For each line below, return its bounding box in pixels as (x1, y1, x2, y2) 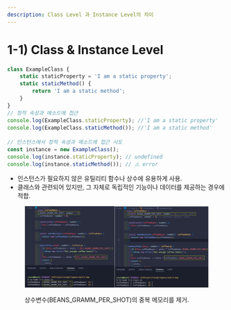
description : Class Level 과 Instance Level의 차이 (7, 11, 154, 18)
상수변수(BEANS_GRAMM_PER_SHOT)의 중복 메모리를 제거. (24, 295, 189, 304)
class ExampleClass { (7, 66, 70, 73)
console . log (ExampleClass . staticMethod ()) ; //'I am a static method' (7, 124, 213, 131)
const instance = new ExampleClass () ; (7, 146, 119, 153)
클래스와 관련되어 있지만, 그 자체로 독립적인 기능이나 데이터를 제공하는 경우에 (17, 182, 225, 191)
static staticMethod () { (19, 80, 92, 87)
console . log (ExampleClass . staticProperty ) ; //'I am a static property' (7, 117, 219, 124)
